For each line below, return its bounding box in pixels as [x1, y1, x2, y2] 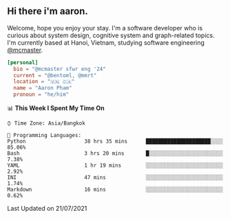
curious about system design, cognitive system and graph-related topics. [7, 31, 215, 39]
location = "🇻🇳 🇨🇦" [13, 79, 75, 85]
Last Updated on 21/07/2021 [7, 205, 87, 213]
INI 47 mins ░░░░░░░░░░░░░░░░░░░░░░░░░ [7, 174, 224, 181]
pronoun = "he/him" [13, 91, 70, 98]
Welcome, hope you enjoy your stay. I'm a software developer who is [7, 23, 203, 32]
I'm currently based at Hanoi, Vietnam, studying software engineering [7, 38, 205, 47]
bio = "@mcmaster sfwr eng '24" [13, 65, 107, 72]
